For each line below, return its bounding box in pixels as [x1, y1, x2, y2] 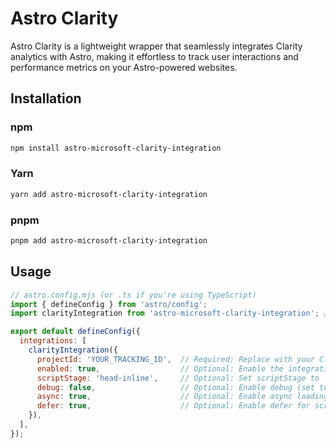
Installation [10, 90, 82, 107]
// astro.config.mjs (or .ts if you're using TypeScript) [10, 290, 257, 300]
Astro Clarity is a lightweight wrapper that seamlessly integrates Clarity [10, 40, 303, 52]
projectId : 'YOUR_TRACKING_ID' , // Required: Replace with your [36, 354, 315, 364]
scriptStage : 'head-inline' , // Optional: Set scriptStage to [36, 373, 320, 383]
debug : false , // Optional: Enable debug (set [36, 382, 315, 392]
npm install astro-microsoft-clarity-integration [10, 143, 222, 153]
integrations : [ [19, 336, 87, 346]
